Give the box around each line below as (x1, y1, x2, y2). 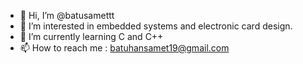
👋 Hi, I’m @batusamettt (19, 10, 115, 21)
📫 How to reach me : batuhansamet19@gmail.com (19, 42, 230, 54)
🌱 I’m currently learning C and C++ (19, 31, 164, 42)
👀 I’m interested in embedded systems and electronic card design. (19, 20, 293, 32)
